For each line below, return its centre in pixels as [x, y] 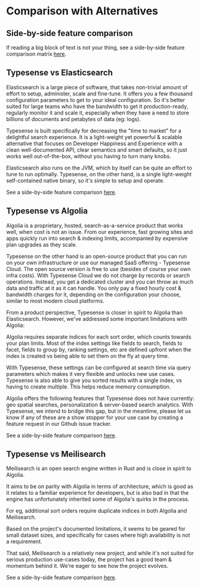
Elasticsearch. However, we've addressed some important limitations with [97, 318]
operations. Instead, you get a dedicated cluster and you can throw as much [100, 282]
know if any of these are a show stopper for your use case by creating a [95, 417]
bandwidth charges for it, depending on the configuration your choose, [93, 294]
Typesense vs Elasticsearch [60, 73]
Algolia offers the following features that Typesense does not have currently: [100, 398]
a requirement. [24, 541]
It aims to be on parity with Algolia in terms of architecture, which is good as [100, 486]
